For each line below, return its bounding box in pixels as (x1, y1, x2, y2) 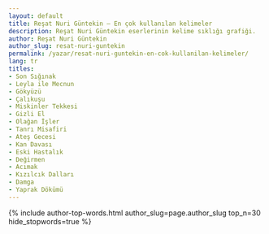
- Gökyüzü (8, 87, 42, 96)
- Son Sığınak (8, 72, 57, 80)
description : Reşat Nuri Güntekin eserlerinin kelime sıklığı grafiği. (8, 27, 256, 35)
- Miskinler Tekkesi (8, 102, 79, 110)
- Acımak (8, 163, 38, 171)
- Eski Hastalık (8, 148, 63, 156)
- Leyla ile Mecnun (8, 80, 75, 88)
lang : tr (8, 58, 38, 66)
